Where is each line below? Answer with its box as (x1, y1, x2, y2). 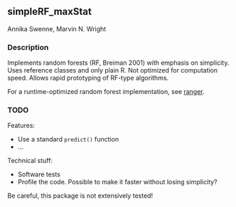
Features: (7, 121, 36, 130)
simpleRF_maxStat (7, 6, 92, 18)
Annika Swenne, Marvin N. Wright (7, 24, 107, 33)
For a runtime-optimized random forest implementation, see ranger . (7, 87, 205, 96)
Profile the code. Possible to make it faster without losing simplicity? (17, 178, 218, 186)
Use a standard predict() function (17, 135, 119, 144)
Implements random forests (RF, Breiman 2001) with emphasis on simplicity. (7, 58, 230, 67)
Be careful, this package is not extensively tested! (7, 191, 154, 200)
